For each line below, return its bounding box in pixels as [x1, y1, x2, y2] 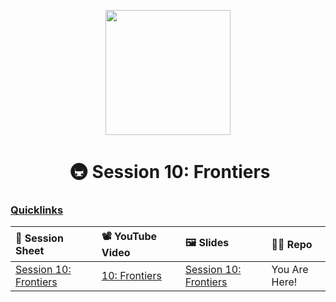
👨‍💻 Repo [271, 237, 313, 251]
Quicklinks [10, 203, 64, 217]
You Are [271, 263, 309, 277]
